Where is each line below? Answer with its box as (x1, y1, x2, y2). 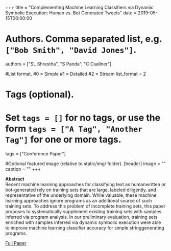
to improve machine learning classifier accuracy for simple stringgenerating (5, 225, 164, 231)
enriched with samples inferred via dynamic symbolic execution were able (5, 219, 161, 225)
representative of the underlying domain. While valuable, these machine (5, 192, 157, 198)
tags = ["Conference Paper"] (5, 151, 66, 157)
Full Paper (5, 240, 27, 246)
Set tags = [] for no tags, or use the (5, 112, 161, 124)
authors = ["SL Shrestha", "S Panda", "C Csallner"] (5, 61, 112, 67)
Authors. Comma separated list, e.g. (5, 33, 162, 45)
